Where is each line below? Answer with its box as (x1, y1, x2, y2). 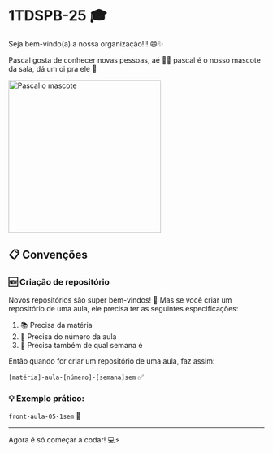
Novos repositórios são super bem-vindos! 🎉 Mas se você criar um (8, 294, 232, 305)
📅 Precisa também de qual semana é (19, 340, 143, 350)
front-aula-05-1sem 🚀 (8, 411, 81, 420)
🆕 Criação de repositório (8, 277, 110, 288)
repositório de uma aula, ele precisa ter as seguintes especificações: (8, 303, 239, 313)
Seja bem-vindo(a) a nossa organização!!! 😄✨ (8, 38, 164, 49)
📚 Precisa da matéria (19, 320, 93, 329)
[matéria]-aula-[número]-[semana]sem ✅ (8, 372, 145, 381)
